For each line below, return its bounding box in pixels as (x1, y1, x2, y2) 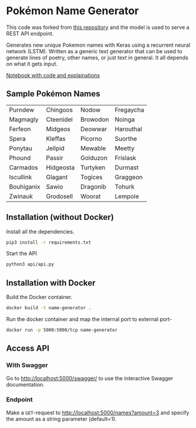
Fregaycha (114, 105, 144, 114)
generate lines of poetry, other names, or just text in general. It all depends (6, 54, 188, 61)
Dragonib (80, 182, 107, 190)
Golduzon (80, 154, 108, 162)
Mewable (80, 144, 107, 152)
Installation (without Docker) (6, 212, 114, 222)
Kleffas (46, 134, 66, 142)
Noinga (114, 115, 135, 124)
